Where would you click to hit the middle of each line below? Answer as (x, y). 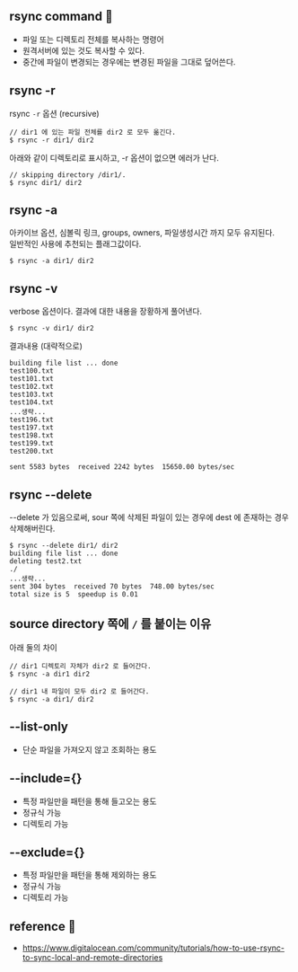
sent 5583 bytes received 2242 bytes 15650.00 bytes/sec (122, 467)
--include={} (46, 778)
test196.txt (31, 420)
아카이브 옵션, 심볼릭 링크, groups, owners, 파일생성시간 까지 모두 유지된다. (142, 233)
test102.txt (31, 387)
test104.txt (31, 402)
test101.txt (31, 379)
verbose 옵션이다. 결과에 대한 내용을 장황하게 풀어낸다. (106, 312)
